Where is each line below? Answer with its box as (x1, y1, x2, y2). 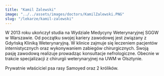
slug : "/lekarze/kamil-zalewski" (5, 16, 74, 21)
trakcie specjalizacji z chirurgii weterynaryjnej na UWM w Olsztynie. (5, 56, 143, 62)
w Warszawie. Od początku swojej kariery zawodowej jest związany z (5, 35, 147, 41)
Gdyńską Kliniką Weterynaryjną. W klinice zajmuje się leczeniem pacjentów (5, 40, 158, 46)
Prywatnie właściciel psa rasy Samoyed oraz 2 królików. (5, 65, 119, 71)
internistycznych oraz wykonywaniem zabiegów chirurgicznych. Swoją (5, 45, 149, 51)
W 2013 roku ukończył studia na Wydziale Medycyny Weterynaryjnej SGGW (5, 30, 159, 36)
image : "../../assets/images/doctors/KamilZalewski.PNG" (5, 12, 125, 17)
